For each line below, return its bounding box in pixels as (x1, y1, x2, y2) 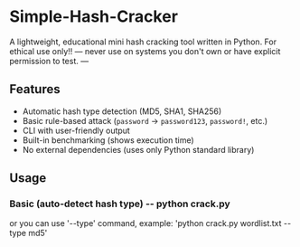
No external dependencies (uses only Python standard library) (22, 144, 255, 155)
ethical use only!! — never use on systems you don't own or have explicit (9, 45, 281, 56)
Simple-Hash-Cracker (9, 6, 179, 27)
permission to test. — (9, 55, 89, 66)
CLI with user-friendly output (22, 125, 131, 136)
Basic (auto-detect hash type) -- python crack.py (9, 197, 230, 210)
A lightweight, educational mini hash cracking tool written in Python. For (9, 36, 277, 47)
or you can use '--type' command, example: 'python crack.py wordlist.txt (9, 218, 282, 229)
